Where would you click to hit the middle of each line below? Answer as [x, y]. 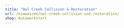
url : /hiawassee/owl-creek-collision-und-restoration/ [62, 14]
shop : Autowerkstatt [26, 18]
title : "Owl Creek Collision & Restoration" [51, 9]
